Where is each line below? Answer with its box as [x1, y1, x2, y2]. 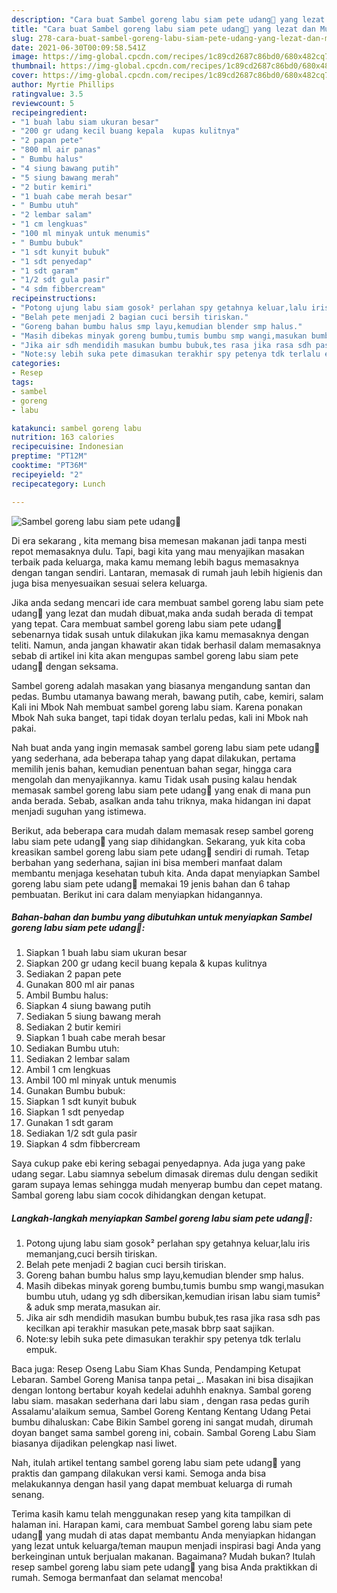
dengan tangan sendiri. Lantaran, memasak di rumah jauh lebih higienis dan [11, 566, 323, 578]
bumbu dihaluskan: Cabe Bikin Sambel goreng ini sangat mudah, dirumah [11, 1416, 314, 1428]
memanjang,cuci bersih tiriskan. [25, 1248, 158, 1260]
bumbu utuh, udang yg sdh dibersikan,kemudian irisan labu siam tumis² [25, 1291, 321, 1303]
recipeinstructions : [11, 294, 98, 304]
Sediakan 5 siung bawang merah [25, 1011, 162, 1023]
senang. [11, 1489, 45, 1501]
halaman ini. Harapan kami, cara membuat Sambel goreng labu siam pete [11, 1519, 313, 1531]
